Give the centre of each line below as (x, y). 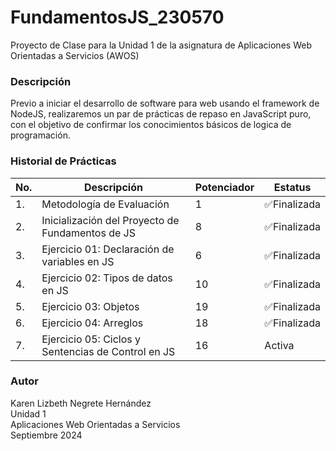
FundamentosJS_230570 (117, 17)
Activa (279, 345)
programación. (40, 135)
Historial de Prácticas (63, 161)
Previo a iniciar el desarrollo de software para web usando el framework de (165, 103)
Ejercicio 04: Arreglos (92, 323)
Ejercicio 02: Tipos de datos (107, 278)
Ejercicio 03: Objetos (90, 306)
